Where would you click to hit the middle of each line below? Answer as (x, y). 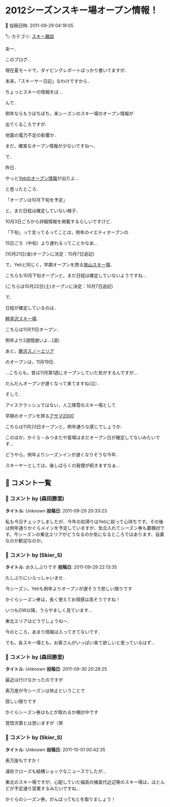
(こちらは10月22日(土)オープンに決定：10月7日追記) (59, 286)
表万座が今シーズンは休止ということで (45, 691)
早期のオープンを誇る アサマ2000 (40, 416)
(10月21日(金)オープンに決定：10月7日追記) (50, 254)
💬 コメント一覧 (28, 483)
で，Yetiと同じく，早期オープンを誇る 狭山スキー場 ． (60, 264)
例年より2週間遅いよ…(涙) (32, 340)
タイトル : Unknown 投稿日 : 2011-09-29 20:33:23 (56, 511)
